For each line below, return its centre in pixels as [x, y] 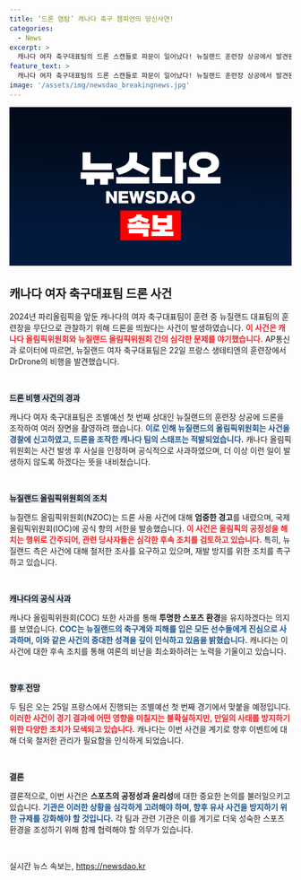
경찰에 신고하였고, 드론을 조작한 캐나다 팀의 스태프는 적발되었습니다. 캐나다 [139, 440]
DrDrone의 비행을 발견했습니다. [64, 362]
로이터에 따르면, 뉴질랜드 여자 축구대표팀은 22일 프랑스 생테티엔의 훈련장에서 [152, 351]
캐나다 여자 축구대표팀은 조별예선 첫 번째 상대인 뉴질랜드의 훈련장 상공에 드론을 [147, 417]
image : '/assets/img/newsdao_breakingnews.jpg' [100, 85]
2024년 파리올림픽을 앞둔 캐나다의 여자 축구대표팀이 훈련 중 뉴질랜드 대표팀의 [145, 317]
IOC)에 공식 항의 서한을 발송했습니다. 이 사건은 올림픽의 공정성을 [167, 528]
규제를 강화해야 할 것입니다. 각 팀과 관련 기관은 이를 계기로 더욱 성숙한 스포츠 [151, 819]
